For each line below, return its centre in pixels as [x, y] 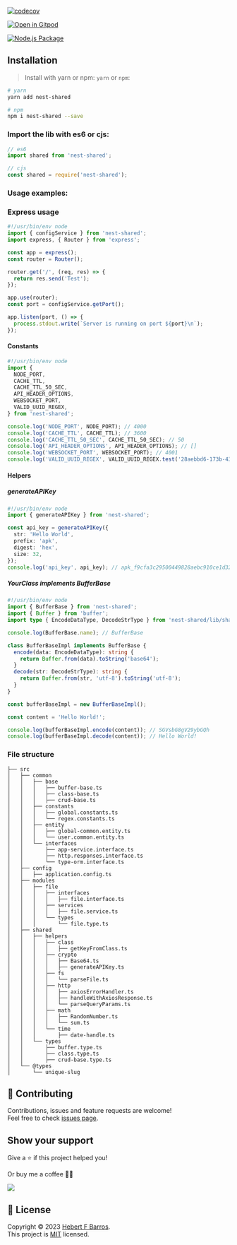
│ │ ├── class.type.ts [53, 1054]
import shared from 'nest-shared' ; [60, 155]
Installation [32, 60]
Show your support [50, 1140]
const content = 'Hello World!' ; [56, 717]
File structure [31, 755]
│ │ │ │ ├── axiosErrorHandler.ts [71, 992]
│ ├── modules [31, 880]
